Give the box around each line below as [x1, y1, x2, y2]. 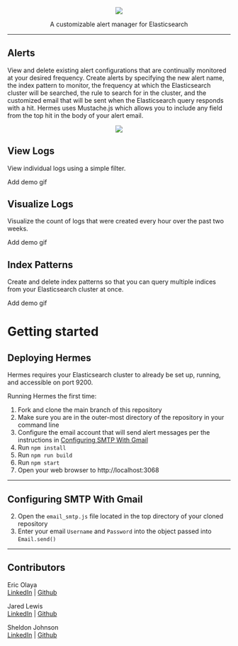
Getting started [7, 323, 99, 340]
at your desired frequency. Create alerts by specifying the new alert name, [7, 73, 225, 82]
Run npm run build [17, 451, 73, 460]
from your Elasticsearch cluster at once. [7, 285, 124, 294]
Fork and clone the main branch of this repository [17, 406, 162, 414]
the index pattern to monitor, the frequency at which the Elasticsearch [7, 81, 211, 89]
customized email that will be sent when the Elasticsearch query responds [7, 96, 225, 104]
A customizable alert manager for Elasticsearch [50, 20, 188, 28]
